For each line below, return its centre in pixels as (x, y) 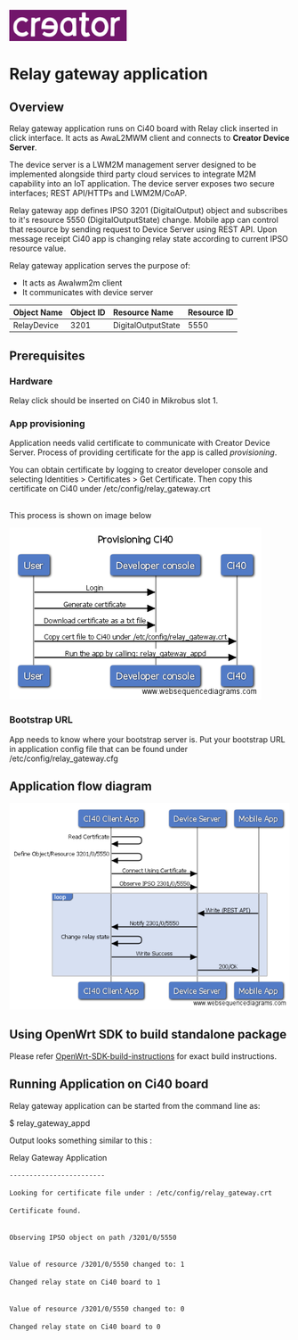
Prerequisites (47, 356)
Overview (37, 107)
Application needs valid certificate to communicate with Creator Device (140, 443)
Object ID (88, 312)
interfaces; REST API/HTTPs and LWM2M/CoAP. (98, 193)
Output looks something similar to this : (81, 1140)
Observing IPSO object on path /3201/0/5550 (93, 1237)
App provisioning (48, 423)
